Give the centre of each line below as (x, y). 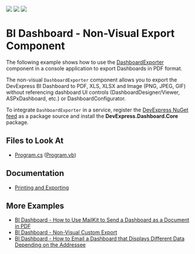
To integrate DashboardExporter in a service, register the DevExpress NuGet (97, 110)
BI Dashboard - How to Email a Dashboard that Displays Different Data (100, 239)
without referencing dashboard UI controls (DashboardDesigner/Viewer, (93, 92)
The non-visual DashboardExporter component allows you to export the (92, 80)
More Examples (35, 206)
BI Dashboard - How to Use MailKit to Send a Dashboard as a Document (102, 220)
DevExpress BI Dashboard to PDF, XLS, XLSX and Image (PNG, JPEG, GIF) (96, 86)
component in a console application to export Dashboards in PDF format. (94, 68)
